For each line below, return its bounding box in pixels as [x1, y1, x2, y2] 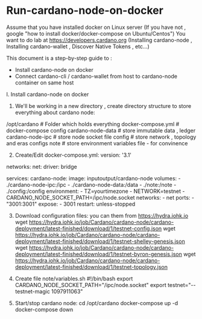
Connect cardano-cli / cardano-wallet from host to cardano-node [14, 72, 178, 80]
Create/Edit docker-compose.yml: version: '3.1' [14, 151, 131, 159]
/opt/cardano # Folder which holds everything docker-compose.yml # [6, 120, 180, 127]
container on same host [14, 79, 74, 86]
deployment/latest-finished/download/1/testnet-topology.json [14, 263, 168, 270]
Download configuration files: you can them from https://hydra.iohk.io [14, 212, 189, 219]
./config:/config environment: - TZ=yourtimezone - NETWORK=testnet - [6, 188, 185, 195]
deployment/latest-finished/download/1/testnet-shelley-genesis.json [14, 238, 185, 245]
